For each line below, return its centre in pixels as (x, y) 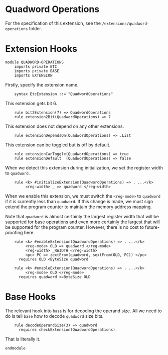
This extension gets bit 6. (31, 103)
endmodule (16, 348)
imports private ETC (36, 66)
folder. (36, 28)
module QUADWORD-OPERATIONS (35, 62)
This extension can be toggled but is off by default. (58, 145)
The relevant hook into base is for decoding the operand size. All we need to (83, 311)
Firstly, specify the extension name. (42, 84)
